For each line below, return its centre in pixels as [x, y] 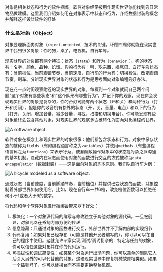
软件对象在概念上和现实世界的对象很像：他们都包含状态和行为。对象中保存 [79, 139]
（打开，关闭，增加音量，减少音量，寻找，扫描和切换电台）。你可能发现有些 [81, 114]
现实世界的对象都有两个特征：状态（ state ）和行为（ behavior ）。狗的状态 [79, 61]
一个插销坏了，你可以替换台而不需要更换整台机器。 [63, 265]
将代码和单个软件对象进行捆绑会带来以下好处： [52, 206]
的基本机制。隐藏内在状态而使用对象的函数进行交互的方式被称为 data [73, 158]
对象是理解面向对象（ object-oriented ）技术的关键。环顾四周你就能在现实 [79, 45]
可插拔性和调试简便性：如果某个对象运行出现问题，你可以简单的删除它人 [84, 253]
